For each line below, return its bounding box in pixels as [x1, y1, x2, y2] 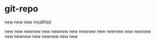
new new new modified [4, 19, 52, 25]
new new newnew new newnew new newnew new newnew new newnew [4, 28, 151, 34]
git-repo [4, 3, 38, 14]
